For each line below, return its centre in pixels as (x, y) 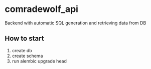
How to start (24, 38)
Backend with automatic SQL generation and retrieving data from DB (75, 23)
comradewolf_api (42, 9)
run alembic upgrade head (39, 61)
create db (22, 50)
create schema (27, 56)
